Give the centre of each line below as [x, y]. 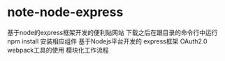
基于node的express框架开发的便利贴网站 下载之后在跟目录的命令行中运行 [112, 32]
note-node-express [65, 12]
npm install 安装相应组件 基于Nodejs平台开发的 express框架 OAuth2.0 [107, 41]
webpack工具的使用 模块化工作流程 [58, 50]
